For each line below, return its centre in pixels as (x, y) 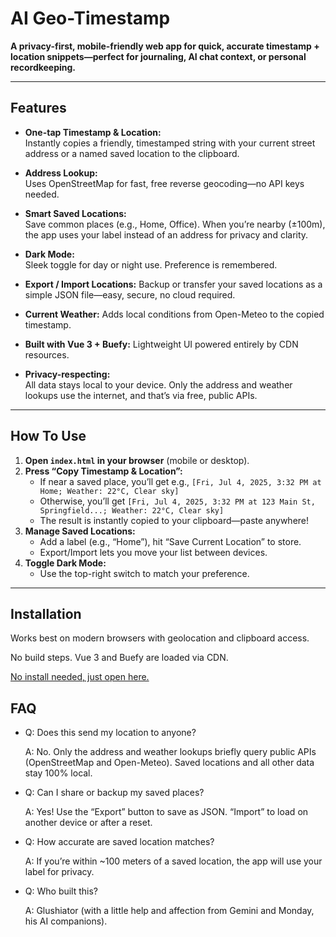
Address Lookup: (61, 173)
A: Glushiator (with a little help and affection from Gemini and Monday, (169, 911)
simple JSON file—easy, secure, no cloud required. (130, 294)
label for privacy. (59, 872)
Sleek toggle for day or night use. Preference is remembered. (151, 264)
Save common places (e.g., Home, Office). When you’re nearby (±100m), (175, 224)
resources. (47, 354)
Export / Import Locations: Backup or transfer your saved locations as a (173, 284)
